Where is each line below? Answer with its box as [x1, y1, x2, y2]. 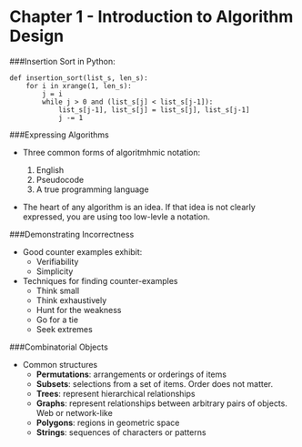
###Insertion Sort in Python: [9, 56, 116, 66]
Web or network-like [35, 407, 114, 418]
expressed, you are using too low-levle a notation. [22, 211, 211, 222]
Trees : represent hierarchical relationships [35, 388, 196, 399]
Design [9, 25, 65, 46]
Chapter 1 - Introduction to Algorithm [9, 6, 294, 27]
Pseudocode [35, 174, 85, 185]
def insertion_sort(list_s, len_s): [9, 73, 148, 83]
